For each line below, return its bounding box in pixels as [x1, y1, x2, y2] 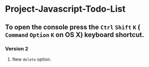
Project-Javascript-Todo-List [5, 3, 126, 15]
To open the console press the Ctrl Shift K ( [5, 23, 141, 31]
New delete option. [12, 56, 51, 62]
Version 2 [5, 45, 28, 52]
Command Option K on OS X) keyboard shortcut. [5, 30, 145, 39]
